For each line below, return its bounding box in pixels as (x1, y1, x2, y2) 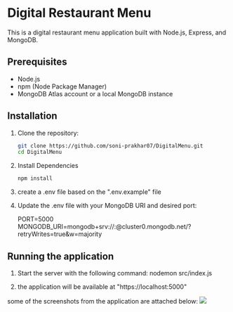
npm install (17, 175, 53, 182)
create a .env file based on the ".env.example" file (17, 188, 161, 196)
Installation (7, 110, 58, 122)
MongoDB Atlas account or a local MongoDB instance (17, 89, 173, 98)
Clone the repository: (17, 129, 79, 137)
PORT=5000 (17, 215, 54, 223)
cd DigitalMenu (17, 149, 62, 156)
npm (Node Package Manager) (17, 82, 107, 91)
